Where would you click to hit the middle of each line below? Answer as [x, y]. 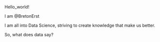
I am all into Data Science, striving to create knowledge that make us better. [80, 25]
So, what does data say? [29, 35]
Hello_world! [17, 7]
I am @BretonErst [22, 16]
